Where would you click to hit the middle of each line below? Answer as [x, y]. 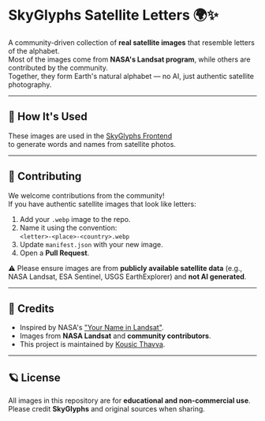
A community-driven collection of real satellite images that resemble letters [131, 42]
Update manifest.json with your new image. [91, 244]
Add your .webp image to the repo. [75, 219]
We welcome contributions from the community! [86, 195]
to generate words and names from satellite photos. [92, 144]
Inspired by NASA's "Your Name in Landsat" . [91, 328]
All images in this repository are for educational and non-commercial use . [129, 400]
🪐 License [34, 377]
